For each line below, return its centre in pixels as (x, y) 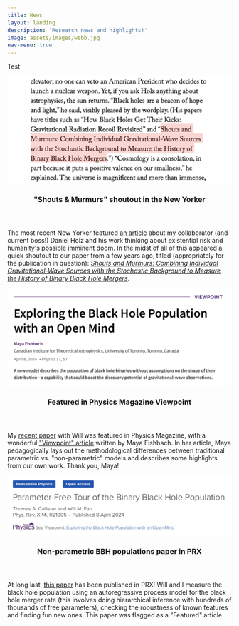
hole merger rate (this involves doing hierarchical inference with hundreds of (119, 600)
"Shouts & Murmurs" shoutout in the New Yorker (119, 200)
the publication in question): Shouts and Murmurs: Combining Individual (113, 263)
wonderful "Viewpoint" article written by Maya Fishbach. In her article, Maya (119, 443)
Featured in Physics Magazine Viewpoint (119, 402)
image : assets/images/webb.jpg (54, 38)
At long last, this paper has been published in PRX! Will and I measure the (115, 585)
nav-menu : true (30, 45)
